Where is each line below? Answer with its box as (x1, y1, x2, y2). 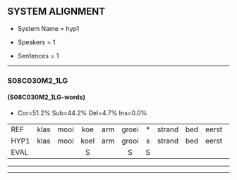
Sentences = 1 (17, 51, 59, 60)
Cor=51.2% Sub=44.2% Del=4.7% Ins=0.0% (17, 108, 147, 117)
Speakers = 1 (17, 38, 56, 46)
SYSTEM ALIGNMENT (7, 6, 106, 18)
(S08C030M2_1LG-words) (7, 93, 86, 101)
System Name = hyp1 (17, 24, 80, 32)
